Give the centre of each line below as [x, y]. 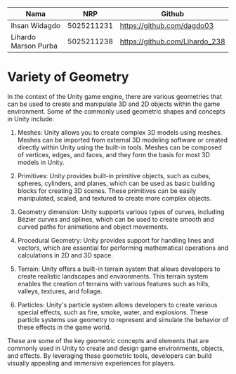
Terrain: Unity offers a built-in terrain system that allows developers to [119, 269]
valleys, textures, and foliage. [60, 291]
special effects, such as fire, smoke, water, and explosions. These [113, 312]
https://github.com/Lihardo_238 [172, 41]
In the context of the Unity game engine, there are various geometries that [115, 96]
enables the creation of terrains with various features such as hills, [114, 283]
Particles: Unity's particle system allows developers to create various [117, 305]
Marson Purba [34, 46]
